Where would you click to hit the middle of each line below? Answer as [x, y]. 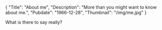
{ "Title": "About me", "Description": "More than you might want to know [81, 7]
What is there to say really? [34, 22]
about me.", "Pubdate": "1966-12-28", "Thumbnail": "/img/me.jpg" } [76, 12]
